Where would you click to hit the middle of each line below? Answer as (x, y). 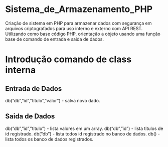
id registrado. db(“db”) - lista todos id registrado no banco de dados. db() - (83, 133)
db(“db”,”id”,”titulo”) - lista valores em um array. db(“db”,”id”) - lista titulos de (84, 128)
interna (21, 70)
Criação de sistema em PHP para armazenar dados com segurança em (78, 23)
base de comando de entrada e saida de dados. (55, 39)
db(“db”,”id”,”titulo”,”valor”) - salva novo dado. (53, 100)
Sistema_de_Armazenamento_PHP (79, 9)
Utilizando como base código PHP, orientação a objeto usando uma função (83, 34)
